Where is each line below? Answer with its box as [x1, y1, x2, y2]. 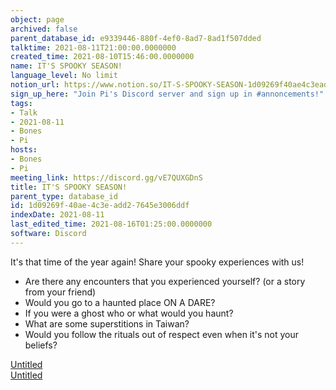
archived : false [10, 24, 78, 34]
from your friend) [24, 286, 97, 298]
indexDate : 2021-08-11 [10, 210, 105, 220]
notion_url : [10, 80, 60, 90]
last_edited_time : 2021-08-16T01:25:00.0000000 [10, 219, 213, 230]
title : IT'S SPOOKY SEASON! [10, 182, 128, 192]
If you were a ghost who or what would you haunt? [24, 307, 234, 319]
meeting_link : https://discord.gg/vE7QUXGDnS [10, 172, 203, 183]
